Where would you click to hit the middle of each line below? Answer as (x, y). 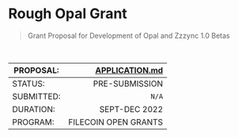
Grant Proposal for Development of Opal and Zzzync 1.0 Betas (129, 35)
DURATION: (34, 109)
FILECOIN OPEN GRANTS (116, 121)
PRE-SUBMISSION (128, 84)
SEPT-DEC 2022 (131, 109)
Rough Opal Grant (68, 14)
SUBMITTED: (36, 96)
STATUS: (28, 84)
